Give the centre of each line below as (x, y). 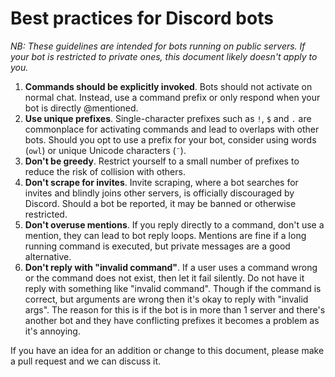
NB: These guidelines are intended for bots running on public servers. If (158, 46)
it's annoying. (52, 331)
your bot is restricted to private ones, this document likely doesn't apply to (164, 56)
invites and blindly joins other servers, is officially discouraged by (159, 193)
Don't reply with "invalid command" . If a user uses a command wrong (171, 267)
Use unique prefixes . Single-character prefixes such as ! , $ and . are (168, 118)
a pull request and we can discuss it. (85, 361)
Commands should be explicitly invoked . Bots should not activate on (168, 86)
